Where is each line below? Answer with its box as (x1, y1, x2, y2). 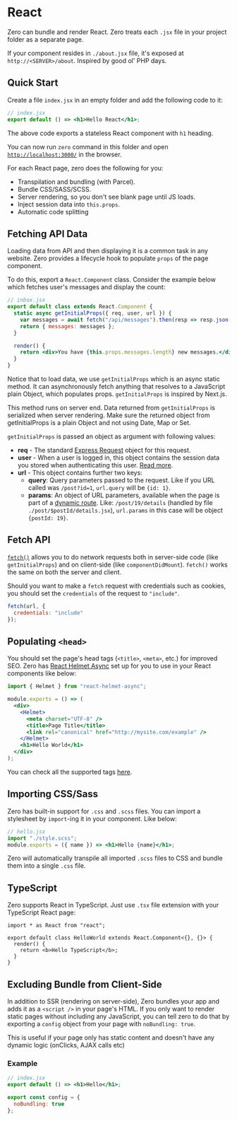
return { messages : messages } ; (20, 323, 115, 330)
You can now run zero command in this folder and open (7, 142, 169, 151)
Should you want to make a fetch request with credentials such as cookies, (7, 581, 226, 590)
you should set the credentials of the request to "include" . (7, 588, 180, 598)
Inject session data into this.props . (17, 199, 121, 209)
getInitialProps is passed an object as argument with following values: (7, 432, 216, 441)
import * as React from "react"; (7, 922, 106, 929)
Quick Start (7, 77, 59, 89)
